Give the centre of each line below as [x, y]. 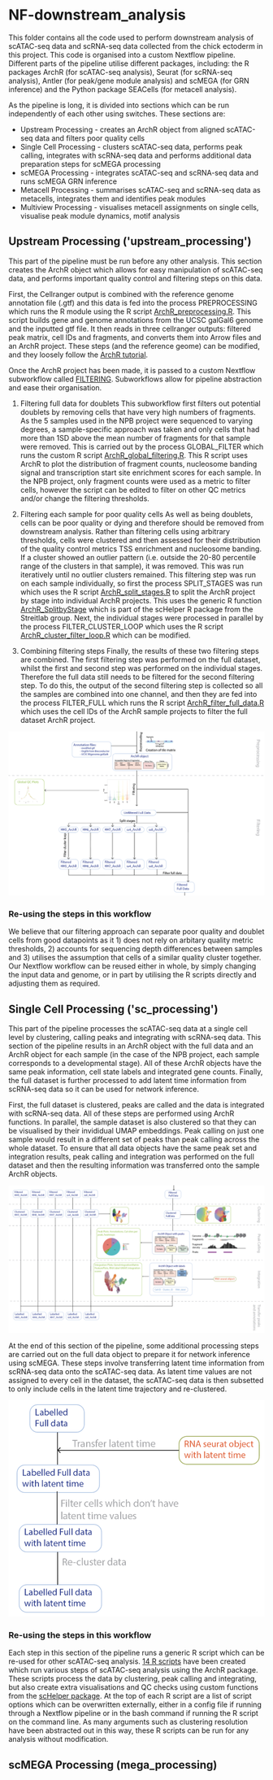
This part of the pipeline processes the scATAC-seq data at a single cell [128, 1029]
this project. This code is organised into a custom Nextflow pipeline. [122, 54]
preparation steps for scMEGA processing [90, 163]
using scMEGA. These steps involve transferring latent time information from [136, 1363]
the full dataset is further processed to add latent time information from [128, 1081]
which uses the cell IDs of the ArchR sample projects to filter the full [134, 711]
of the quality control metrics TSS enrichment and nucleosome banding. [141, 548]
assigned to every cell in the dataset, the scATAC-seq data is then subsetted [136, 1380]
